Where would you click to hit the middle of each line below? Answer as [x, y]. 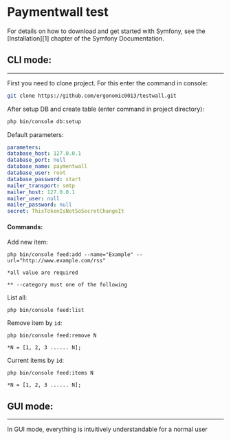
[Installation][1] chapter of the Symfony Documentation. [86, 38]
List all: [17, 297]
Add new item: [27, 242]
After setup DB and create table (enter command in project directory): [106, 109]
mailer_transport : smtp [41, 186]
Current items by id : [36, 360]
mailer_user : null [33, 198]
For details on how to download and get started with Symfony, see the [106, 31]
